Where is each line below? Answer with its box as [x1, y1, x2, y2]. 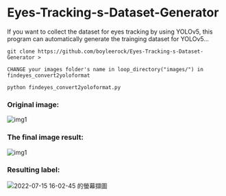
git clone [7, 48, 36, 55]
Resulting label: [7, 165, 60, 175]
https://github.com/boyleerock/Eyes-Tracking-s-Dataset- [37, 48, 204, 55]
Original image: [7, 99, 60, 109]
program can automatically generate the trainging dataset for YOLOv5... [7, 34, 210, 42]
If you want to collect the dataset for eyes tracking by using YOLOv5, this [7, 27, 214, 36]
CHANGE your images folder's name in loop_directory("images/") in [7, 66, 204, 73]
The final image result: [7, 132, 84, 142]
